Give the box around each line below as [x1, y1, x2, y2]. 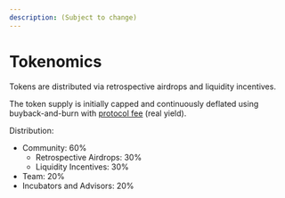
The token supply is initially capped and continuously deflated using [9, 98, 259, 109]
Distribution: [9, 125, 54, 136]
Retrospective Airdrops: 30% [35, 152, 142, 162]
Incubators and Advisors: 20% [21, 180, 134, 191]
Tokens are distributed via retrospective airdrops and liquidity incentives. [9, 81, 276, 92]
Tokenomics [9, 51, 102, 71]
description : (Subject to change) [9, 12, 138, 22]
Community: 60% [21, 142, 87, 153]
